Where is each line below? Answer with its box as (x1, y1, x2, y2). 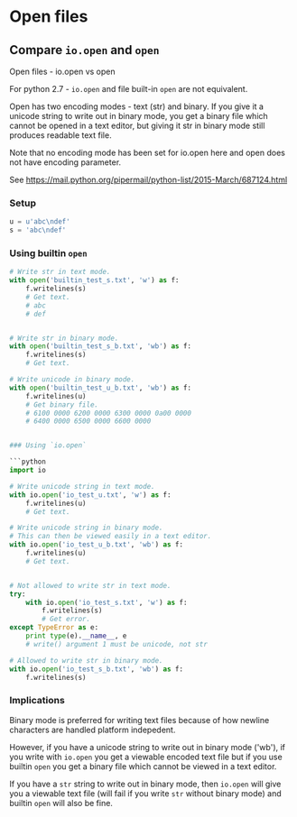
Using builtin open (9, 246, 88, 259)
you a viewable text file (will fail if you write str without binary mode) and (9, 787, 282, 799)
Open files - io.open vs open (9, 66, 116, 77)
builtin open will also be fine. (9, 797, 113, 808)
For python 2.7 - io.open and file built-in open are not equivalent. (9, 84, 248, 94)
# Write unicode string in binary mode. (9, 523, 164, 533)
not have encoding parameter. (9, 157, 122, 168)
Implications (9, 694, 65, 707)
